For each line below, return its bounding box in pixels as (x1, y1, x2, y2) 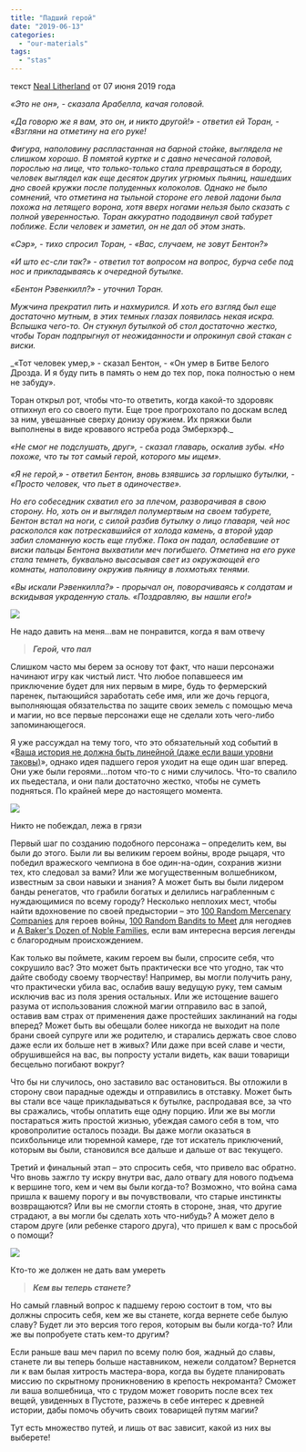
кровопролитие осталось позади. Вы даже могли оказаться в (10, 1125, 251, 1136)
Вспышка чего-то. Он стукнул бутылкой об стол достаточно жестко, (10, 321, 278, 331)
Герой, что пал (32, 644, 92, 654)
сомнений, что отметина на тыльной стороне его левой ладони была (10, 192, 281, 202)
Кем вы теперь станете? (32, 1282, 131, 1292)
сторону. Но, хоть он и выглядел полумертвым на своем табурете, (10, 506, 272, 516)
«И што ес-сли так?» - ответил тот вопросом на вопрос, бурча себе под (10, 256, 294, 267)
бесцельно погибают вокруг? (10, 1059, 126, 1069)
